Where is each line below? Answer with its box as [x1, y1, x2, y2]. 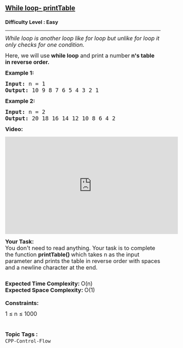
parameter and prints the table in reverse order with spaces [5, 257, 160, 264]
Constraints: [5, 299, 39, 306]
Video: [5, 126, 23, 132]
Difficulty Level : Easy [5, 19, 58, 26]
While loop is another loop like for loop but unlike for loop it [5, 35, 160, 42]
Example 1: [5, 69, 35, 76]
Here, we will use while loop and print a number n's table [5, 52, 155, 59]
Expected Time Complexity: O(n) [5, 280, 93, 287]
